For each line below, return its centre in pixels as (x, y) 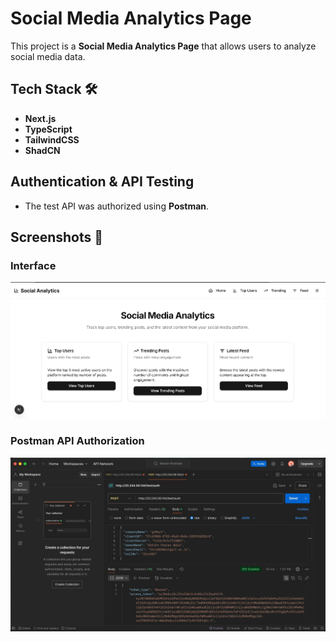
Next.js (40, 118)
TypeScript (48, 129)
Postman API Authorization (77, 441)
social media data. (48, 56)
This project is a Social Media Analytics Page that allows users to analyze (163, 46)
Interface (33, 265)
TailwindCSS (52, 139)
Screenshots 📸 (57, 237)
